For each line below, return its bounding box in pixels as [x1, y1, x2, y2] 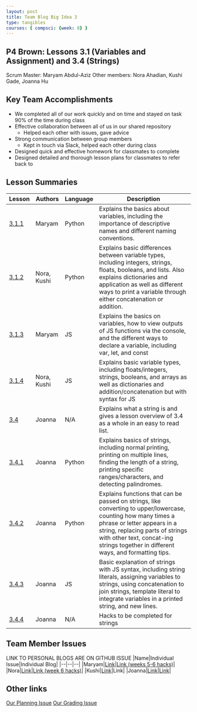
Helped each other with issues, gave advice [23, 129, 130, 136]
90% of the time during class [14, 116, 85, 123]
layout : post [6, 8, 38, 15]
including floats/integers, [98, 365, 168, 374]
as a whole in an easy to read [98, 419, 179, 427]
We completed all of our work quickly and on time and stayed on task [14, 110, 182, 117]
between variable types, [98, 251, 166, 259]
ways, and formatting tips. [98, 548, 171, 556]
